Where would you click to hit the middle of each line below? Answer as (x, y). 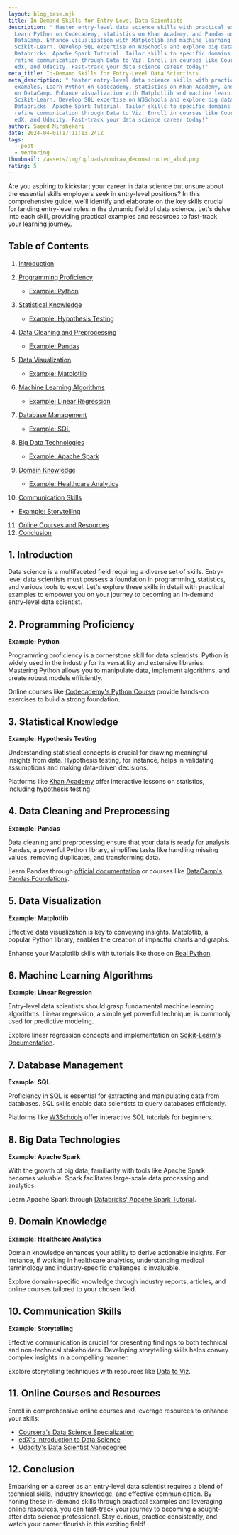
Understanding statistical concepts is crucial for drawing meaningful (108, 753)
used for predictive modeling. (51, 1021)
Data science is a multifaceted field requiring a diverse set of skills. (106, 572)
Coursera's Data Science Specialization (76, 1432)
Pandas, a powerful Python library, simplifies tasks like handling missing (113, 849)
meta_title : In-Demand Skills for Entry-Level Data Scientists (104, 73)
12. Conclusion (41, 1469)
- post (24, 146)
